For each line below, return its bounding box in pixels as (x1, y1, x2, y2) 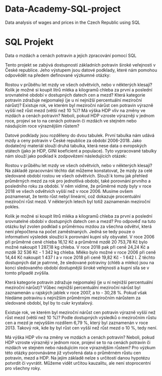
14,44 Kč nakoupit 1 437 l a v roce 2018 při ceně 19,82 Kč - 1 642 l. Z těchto (5, 254, 155, 260)
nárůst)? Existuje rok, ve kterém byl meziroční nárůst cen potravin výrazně (5, 102, 154, 108)
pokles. (5, 204, 20, 209)
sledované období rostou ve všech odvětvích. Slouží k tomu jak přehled (5, 172, 148, 178)
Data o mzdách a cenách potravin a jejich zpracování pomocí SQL (5, 52, 137, 58)
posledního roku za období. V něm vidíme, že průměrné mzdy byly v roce (5, 183, 152, 189)
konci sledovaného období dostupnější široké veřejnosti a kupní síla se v (5, 265, 149, 271)
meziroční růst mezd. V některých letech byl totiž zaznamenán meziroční (5, 198, 150, 205)
